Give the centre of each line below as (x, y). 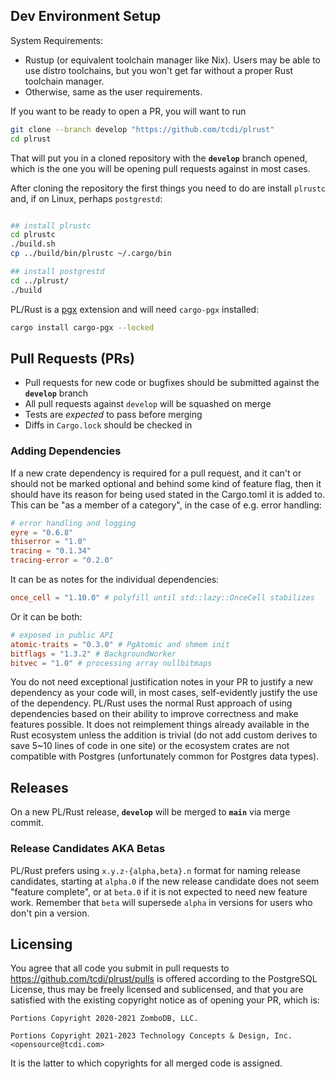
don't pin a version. (50, 913)
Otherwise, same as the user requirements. (113, 91)
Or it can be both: (46, 616)
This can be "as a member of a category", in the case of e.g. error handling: (166, 505)
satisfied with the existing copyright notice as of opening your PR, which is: (165, 1000)
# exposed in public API (62, 635)
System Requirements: (57, 40)
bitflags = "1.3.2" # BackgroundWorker (93, 654)
